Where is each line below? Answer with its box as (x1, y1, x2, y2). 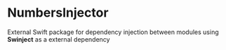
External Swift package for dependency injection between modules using (7, 28, 219, 36)
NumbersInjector (7, 5, 109, 21)
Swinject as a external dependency (7, 35, 110, 43)
